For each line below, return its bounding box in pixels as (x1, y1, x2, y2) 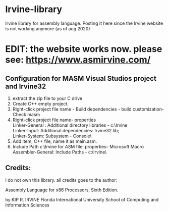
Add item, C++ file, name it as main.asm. (12, 138, 97, 144)
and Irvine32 (5, 82, 46, 90)
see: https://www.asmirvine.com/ (5, 54, 151, 66)
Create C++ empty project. (12, 100, 69, 107)
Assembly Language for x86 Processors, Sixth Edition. (5, 187, 119, 193)
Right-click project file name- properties (12, 117, 96, 123)
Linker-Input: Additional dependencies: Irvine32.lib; (12, 127, 120, 133)
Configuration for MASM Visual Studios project (5, 74, 156, 83)
